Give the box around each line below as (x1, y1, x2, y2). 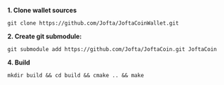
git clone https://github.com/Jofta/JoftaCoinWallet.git (7, 20, 179, 27)
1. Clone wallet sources (7, 6, 77, 14)
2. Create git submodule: (7, 32, 82, 40)
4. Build (7, 58, 30, 67)
